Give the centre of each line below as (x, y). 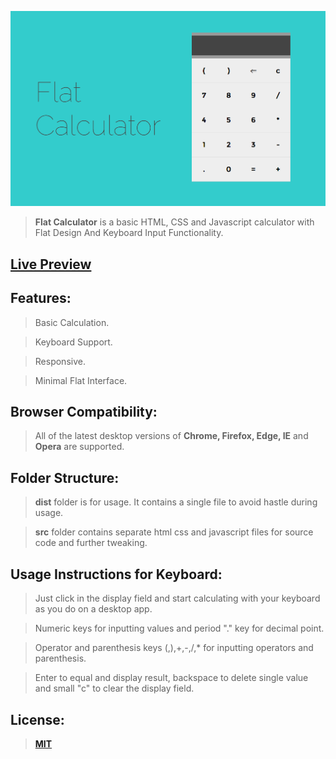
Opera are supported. (79, 447)
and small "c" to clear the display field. (114, 688)
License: (37, 719)
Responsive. (60, 361)
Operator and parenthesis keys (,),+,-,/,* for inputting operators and (174, 648)
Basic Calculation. (72, 322)
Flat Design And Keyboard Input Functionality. (129, 233)
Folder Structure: (65, 477)
